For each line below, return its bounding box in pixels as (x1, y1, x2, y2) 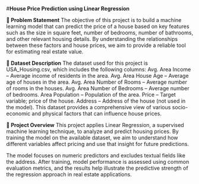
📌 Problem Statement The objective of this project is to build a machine (6, 17, 182, 23)
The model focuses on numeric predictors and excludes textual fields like (6, 152, 186, 159)
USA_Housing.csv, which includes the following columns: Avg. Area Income (6, 66, 191, 73)
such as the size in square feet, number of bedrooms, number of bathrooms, (6, 29, 194, 36)
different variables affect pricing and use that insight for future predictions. (6, 141, 189, 147)
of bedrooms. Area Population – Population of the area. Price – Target (6, 91, 176, 98)
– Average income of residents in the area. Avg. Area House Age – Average (6, 72, 189, 79)
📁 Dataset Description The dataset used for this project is (6, 59, 149, 66)
